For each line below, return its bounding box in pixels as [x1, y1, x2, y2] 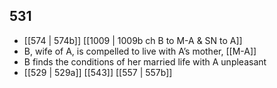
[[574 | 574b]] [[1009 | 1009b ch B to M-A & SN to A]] [23, 34, 243, 46]
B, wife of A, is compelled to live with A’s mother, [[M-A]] [23, 45, 257, 57]
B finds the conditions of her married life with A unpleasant [23, 55, 267, 68]
